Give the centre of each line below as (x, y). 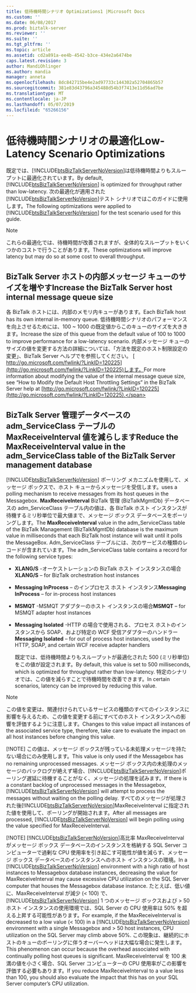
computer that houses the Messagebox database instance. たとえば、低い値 (98, 885)
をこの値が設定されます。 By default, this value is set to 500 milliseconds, (102, 664)
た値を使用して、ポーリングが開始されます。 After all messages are (86, 813)
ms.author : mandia (28, 72)
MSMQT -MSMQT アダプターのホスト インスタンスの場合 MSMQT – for (100, 606)
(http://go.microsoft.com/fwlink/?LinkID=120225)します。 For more (86, 370)
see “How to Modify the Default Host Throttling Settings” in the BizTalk (91, 383)
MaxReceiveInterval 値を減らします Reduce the (92, 437)
